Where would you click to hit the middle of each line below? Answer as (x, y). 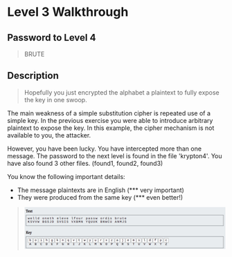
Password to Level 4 (52, 38)
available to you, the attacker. (49, 135)
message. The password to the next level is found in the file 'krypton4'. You (115, 155)
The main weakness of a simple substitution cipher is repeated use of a (109, 113)
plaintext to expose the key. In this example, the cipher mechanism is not (111, 128)
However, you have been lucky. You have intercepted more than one (105, 149)
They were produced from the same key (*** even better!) (100, 197)
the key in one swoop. (56, 99)
